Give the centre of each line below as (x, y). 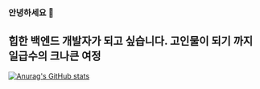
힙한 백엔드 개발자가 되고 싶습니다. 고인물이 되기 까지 (131, 41)
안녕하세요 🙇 (31, 12)
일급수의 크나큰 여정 (55, 57)
